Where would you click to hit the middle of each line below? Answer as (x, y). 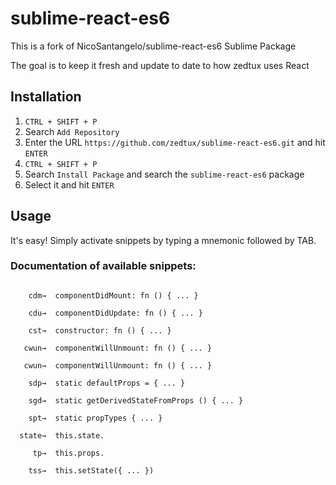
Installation (46, 97)
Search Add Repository (72, 131)
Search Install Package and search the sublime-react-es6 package (164, 174)
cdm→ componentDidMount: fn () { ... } (113, 295)
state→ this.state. (62, 435)
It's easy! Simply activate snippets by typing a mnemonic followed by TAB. (163, 240)
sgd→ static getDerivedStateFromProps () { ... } (136, 400)
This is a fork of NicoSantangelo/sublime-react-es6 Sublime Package (153, 46)
